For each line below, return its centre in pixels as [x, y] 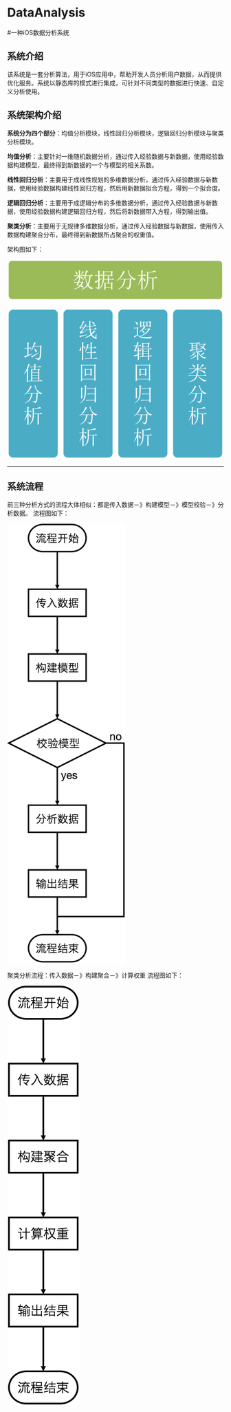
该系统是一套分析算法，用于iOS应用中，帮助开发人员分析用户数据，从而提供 [114, 74]
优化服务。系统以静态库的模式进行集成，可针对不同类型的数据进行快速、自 [112, 83]
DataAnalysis [46, 13]
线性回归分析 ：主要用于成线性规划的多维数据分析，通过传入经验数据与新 [109, 180]
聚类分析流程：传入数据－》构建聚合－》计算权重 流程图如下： [95, 975]
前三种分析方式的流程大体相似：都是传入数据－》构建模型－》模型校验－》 [112, 504]
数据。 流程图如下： [41, 513]
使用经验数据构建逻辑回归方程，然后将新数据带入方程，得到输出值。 [115, 211]
